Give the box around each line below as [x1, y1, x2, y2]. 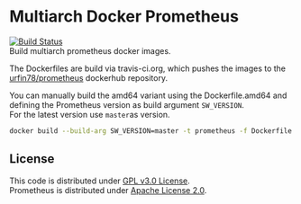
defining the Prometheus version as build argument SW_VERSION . [9, 99, 245, 110]
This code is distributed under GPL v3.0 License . [9, 175, 191, 186]
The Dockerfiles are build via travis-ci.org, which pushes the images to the [9, 63, 287, 74]
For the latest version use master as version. [9, 109, 170, 120]
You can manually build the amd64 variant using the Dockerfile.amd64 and [9, 90, 287, 101]
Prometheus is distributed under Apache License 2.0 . [9, 184, 207, 195]
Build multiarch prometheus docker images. [9, 45, 171, 56]
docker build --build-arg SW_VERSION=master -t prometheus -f [9, 126, 248, 136]
